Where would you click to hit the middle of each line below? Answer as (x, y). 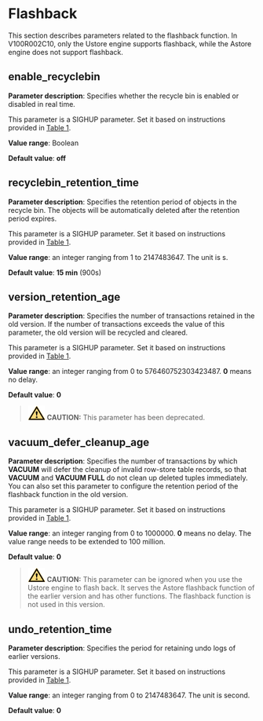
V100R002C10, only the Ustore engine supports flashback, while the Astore (130, 43)
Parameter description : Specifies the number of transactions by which (123, 461)
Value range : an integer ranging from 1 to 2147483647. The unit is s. (118, 257)
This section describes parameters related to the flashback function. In (123, 35)
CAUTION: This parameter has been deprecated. (126, 418)
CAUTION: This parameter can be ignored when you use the (144, 580)
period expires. (33, 218)
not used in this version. (66, 605)
